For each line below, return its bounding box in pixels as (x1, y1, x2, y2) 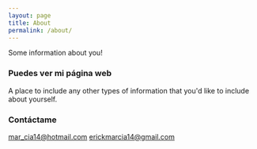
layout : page (8, 11, 51, 20)
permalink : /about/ (8, 26, 73, 34)
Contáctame (8, 114, 57, 125)
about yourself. (8, 94, 58, 104)
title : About (8, 19, 51, 27)
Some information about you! (8, 48, 103, 58)
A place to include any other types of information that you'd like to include (8, 86, 250, 95)
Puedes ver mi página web (8, 68, 112, 79)
